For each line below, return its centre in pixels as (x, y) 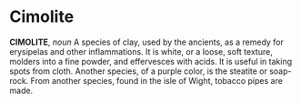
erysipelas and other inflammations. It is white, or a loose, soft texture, (141, 51)
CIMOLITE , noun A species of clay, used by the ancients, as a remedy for (147, 42)
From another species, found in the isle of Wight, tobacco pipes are (157, 80)
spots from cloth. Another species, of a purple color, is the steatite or (139, 71)
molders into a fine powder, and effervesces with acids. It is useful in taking (151, 61)
